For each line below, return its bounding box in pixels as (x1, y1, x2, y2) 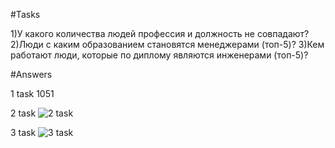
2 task (10, 107, 37, 119)
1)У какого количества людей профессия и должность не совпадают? (10, 28, 310, 39)
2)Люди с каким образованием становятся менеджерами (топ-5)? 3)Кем (10, 39, 325, 50)
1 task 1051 (10, 88, 55, 99)
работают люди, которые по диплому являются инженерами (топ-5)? (10, 49, 309, 61)
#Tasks (10, 9, 41, 20)
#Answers (10, 69, 53, 80)
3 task (10, 127, 37, 138)
